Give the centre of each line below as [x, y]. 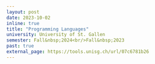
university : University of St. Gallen [56, 35]
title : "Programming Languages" [47, 29]
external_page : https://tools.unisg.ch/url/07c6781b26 [78, 52]
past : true [20, 46]
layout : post [23, 12]
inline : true [23, 23]
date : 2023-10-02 [28, 18]
